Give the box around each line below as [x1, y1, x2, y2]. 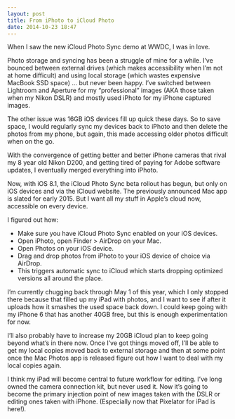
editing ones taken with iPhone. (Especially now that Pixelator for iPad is [7, 397, 215, 406]
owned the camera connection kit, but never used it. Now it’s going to [7, 382, 208, 391]
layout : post [7, 10, 46, 18]
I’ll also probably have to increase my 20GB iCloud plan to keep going [7, 332, 208, 340]
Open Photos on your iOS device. [17, 244, 114, 253]
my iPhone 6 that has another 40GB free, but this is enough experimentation [7, 311, 228, 319]
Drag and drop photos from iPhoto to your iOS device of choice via [17, 251, 210, 261]
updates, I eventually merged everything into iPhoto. [7, 166, 159, 175]
